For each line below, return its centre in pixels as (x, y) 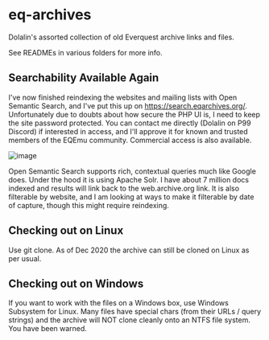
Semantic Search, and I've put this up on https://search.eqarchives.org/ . (128, 105)
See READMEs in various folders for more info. (85, 52)
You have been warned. (48, 329)
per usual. (25, 258)
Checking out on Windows (76, 283)
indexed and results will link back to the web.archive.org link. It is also (124, 188)
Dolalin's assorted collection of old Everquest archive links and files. (122, 37)
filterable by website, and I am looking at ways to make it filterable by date (131, 197)
